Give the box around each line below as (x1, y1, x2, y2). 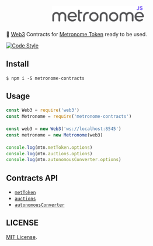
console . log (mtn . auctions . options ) (6, 151, 93, 156)
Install (6, 59, 29, 69)
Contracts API (6, 173, 58, 183)
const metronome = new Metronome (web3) (6, 132, 103, 138)
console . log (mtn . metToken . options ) (6, 144, 93, 151)
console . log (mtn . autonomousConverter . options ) (6, 157, 121, 163)
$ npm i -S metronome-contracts (6, 75, 85, 81)
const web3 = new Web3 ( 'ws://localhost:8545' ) (6, 126, 121, 132)
